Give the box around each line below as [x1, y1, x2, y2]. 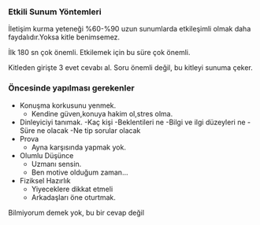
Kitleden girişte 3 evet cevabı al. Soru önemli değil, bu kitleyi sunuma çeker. [8, 63, 254, 72]
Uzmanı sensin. [31, 159, 82, 168]
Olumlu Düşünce [19, 150, 74, 160]
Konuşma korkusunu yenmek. [19, 101, 117, 110]
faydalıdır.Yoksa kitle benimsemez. [8, 32, 121, 42]
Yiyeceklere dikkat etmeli [31, 184, 113, 194]
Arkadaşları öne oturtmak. [31, 192, 117, 202]
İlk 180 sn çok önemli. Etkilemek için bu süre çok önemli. [8, 48, 191, 57]
